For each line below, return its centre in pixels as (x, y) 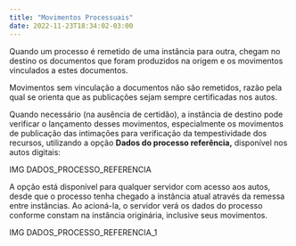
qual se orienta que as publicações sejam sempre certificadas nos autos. (144, 97)
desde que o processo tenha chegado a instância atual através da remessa (147, 196)
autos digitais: (35, 152)
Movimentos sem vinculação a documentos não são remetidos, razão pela (146, 87)
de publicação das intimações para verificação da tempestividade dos (138, 133)
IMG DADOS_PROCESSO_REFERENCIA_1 (83, 232)
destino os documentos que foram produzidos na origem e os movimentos (146, 61)
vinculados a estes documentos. (69, 70)
